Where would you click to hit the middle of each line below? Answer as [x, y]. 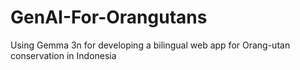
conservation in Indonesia [63, 55]
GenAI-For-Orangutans [109, 17]
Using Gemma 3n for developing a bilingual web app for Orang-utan [150, 45]
